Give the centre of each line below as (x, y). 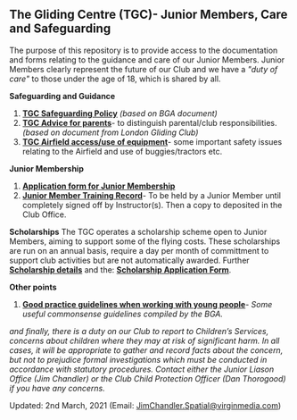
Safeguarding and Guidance (62, 96)
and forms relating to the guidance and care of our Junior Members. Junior (147, 59)
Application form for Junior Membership (99, 186)
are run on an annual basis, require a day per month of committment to (139, 250)
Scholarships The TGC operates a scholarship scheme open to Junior (138, 231)
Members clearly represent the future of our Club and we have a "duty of (144, 69)
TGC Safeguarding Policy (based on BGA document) (120, 113)
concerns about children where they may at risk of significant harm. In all (144, 340)
